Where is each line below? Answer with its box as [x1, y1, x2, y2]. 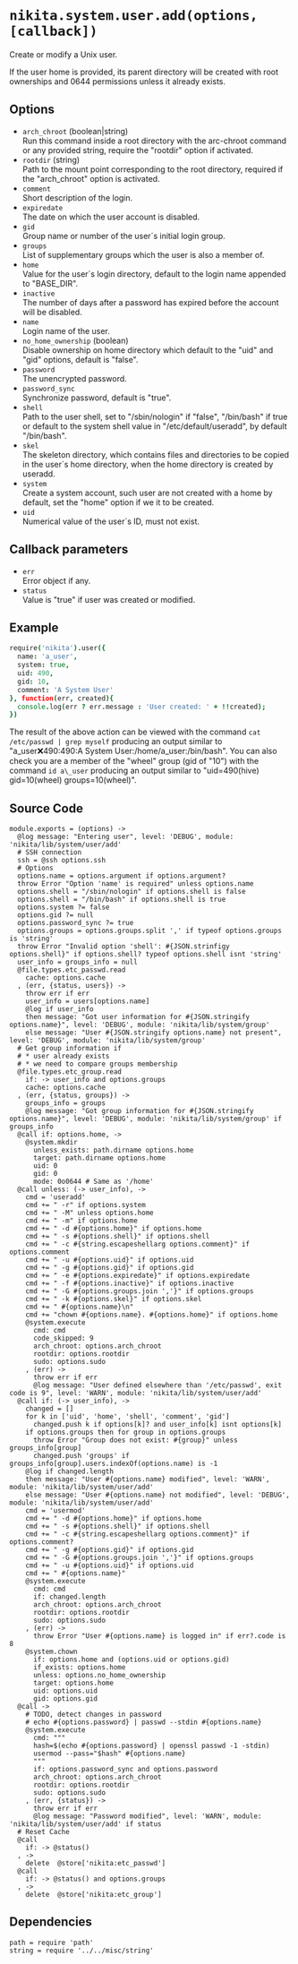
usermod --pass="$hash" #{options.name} [32, 1749, 186, 1758]
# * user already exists [17, 1051, 110, 1061]
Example [9, 620, 59, 635]
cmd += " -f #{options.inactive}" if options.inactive [25, 1279, 234, 1288]
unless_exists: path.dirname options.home [32, 1145, 194, 1155]
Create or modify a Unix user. [9, 48, 118, 60]
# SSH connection [17, 848, 82, 857]
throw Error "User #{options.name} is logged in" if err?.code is [32, 1632, 286, 1641]
